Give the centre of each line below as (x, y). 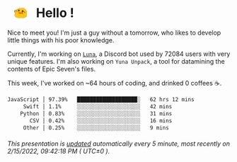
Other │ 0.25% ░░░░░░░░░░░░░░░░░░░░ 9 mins (96, 128)
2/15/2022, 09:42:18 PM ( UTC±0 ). (59, 151)
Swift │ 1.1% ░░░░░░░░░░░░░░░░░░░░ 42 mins (98, 107)
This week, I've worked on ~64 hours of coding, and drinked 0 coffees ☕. (115, 83)
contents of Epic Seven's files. (52, 69)
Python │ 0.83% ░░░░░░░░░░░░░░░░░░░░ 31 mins (96, 114)
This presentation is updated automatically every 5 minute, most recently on (118, 144)
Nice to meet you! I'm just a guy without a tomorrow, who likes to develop (114, 33)
